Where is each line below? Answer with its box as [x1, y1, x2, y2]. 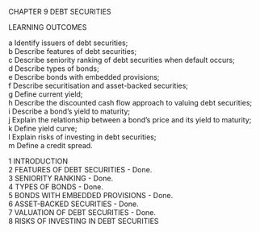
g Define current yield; [8, 89, 83, 99]
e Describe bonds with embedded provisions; [8, 72, 160, 81]
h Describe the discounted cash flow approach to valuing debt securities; [8, 98, 253, 107]
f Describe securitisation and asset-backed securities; [8, 81, 188, 90]
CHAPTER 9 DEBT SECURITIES [8, 7, 111, 16]
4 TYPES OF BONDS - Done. [8, 182, 103, 192]
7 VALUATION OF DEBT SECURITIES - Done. [8, 208, 156, 217]
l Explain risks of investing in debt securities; [8, 132, 157, 142]
